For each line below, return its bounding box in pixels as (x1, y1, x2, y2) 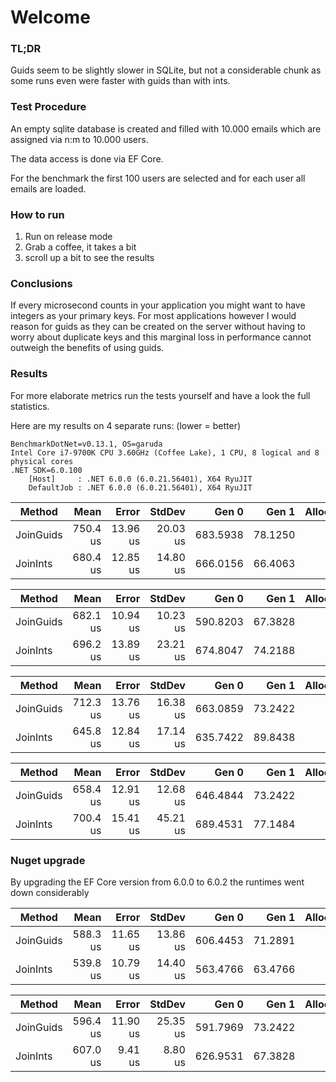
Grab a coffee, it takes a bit (24, 241, 137, 253)
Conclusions (10, 277, 73, 290)
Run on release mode (24, 231, 113, 243)
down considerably (10, 886, 90, 898)
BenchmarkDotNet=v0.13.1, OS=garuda (10, 439, 163, 449)
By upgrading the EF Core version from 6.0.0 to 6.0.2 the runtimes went (10, 876, 305, 888)
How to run (10, 207, 65, 221)
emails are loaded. (10, 182, 87, 195)
